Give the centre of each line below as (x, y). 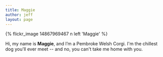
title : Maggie (20, 10)
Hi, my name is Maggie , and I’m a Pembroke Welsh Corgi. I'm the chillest (81, 44)
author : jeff (19, 15)
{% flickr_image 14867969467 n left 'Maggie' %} (57, 34)
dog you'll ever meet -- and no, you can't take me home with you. (74, 49)
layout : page (19, 19)
